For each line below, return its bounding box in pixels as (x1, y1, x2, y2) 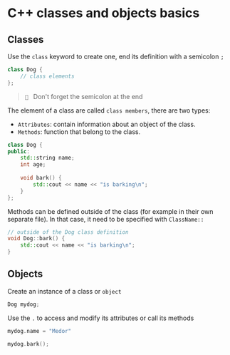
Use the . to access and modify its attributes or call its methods (7, 314, 194, 322)
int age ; (20, 161, 46, 168)
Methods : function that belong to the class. (17, 127, 141, 136)
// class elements (20, 73, 75, 80)
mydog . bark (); (7, 340, 50, 347)
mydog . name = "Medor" (7, 327, 72, 334)
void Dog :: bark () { (7, 235, 66, 242)
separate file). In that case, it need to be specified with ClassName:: (7, 215, 204, 223)
